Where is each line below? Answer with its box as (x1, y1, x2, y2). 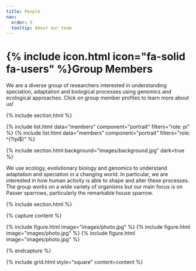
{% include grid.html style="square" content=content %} (6, 259, 143, 266)
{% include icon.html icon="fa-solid (6, 50, 185, 63)
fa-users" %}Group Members (6, 63, 153, 76)
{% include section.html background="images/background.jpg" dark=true (6, 147, 185, 154)
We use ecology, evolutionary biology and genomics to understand (6, 164, 168, 171)
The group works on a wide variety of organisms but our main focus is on (6, 183, 183, 190)
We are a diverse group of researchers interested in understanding (6, 82, 167, 89)
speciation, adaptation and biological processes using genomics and (6, 88, 171, 95)
